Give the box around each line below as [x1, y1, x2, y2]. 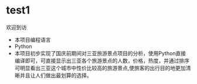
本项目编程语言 [14, 36, 51, 43]
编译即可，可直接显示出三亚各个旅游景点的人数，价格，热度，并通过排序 [14, 57, 189, 64]
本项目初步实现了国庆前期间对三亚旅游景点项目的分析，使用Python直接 [14, 49, 186, 56]
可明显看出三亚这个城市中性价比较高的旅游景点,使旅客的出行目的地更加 [14, 64, 186, 71]
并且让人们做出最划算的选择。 [19, 72, 92, 79]
